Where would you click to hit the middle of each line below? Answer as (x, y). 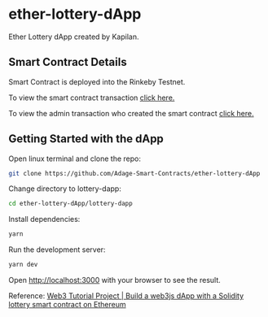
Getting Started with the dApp (86, 139)
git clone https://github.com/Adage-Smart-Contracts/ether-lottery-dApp (134, 173)
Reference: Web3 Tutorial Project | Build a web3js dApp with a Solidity (126, 296)
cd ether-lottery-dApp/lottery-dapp (70, 204)
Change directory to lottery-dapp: (65, 189)
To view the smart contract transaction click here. (92, 98)
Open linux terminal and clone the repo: (75, 158)
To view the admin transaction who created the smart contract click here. (131, 113)
